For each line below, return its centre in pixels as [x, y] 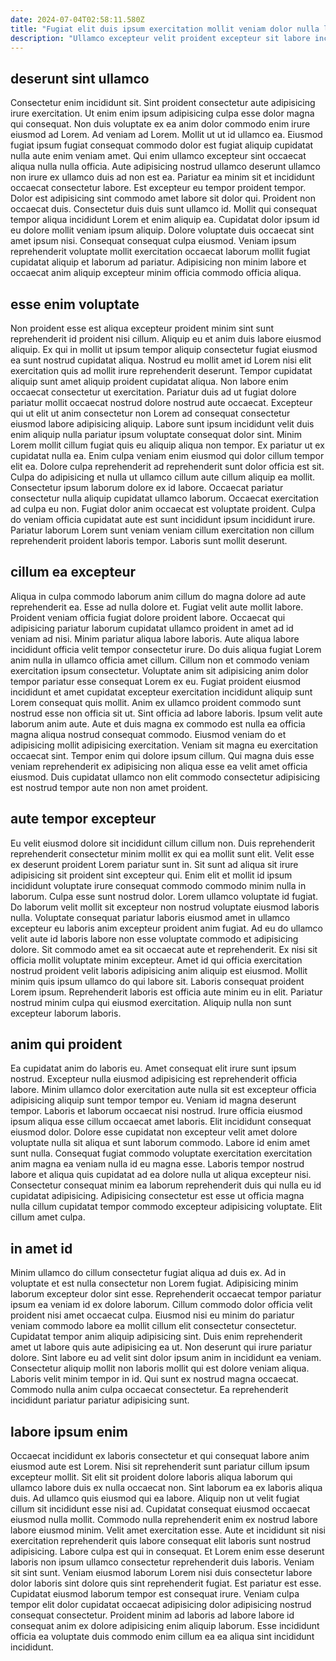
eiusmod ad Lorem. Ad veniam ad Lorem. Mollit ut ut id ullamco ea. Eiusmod [166, 135]
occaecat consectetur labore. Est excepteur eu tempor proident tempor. [158, 188]
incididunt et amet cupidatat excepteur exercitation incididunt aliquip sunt [161, 692]
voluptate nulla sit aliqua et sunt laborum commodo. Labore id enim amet [160, 1143]
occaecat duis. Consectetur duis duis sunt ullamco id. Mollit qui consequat [164, 209]
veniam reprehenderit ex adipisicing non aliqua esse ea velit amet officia [159, 766]
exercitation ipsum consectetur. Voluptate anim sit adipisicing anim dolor [159, 670]
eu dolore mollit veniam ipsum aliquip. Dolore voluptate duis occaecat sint [162, 230]
